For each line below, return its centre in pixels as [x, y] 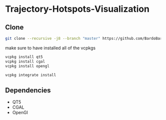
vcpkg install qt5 [24, 57]
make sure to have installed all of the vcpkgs [50, 48]
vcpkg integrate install [31, 75]
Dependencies [28, 90]
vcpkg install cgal [25, 61]
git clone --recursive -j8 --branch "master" [53, 38]
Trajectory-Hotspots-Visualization [77, 9]
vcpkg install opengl [27, 66]
